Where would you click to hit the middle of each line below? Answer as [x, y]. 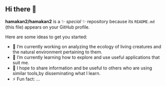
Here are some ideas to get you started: [46, 37]
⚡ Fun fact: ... [26, 79]
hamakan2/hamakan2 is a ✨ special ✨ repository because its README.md [80, 21]
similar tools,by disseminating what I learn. [56, 73]
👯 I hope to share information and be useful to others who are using [82, 68]
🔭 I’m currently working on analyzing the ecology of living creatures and [87, 46]
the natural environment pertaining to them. [57, 52]
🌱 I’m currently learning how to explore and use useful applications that [86, 57]
